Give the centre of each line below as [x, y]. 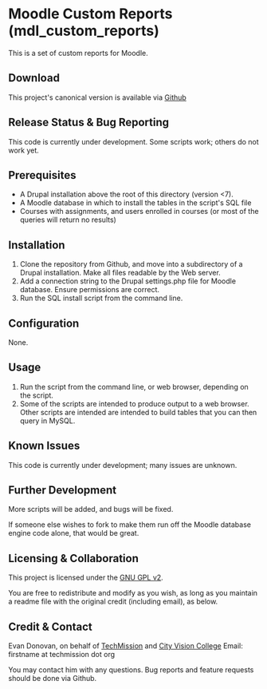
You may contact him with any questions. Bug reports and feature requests [131, 670]
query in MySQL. [47, 421]
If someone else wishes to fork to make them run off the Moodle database [130, 525]
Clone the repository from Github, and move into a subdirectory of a [131, 264]
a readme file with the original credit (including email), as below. [113, 602]
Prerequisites [42, 175]
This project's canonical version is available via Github [98, 97]
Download [34, 78]
